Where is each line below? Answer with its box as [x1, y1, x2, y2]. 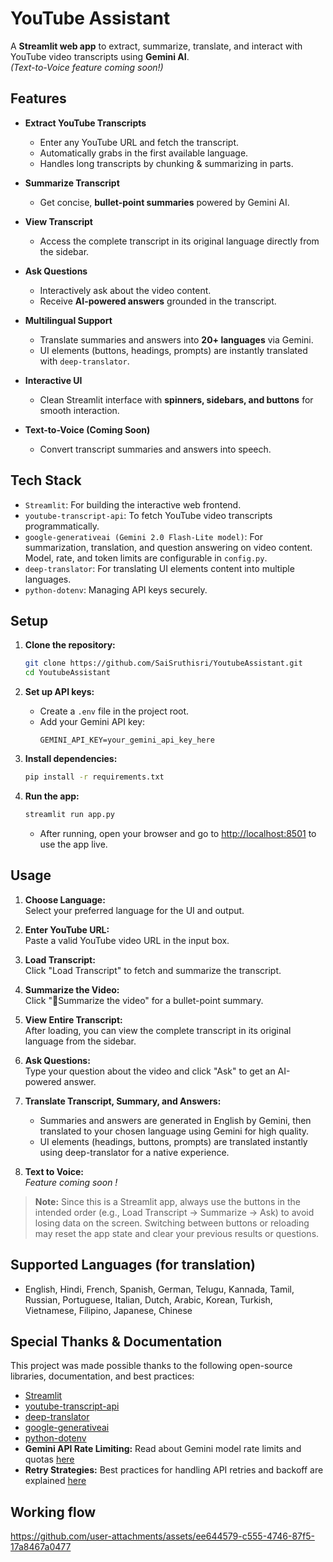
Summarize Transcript [24, 177, 120, 189]
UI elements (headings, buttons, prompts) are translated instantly [39, 1135, 308, 1147]
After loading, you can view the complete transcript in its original [24, 1024, 292, 1036]
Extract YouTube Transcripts [24, 117, 147, 129]
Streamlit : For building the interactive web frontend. [24, 498, 242, 511]
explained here [24, 1475, 87, 1487]
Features [10, 90, 67, 107]
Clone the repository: [24, 639, 116, 651]
